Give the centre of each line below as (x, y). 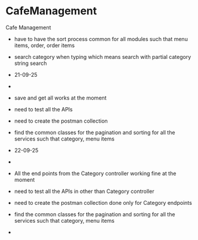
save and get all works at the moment (60, 98)
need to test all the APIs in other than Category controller (84, 191)
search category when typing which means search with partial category (103, 57)
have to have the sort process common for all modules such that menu (101, 39)
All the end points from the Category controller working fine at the (95, 173)
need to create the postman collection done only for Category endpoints (103, 202)
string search (30, 63)
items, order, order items (44, 45)
